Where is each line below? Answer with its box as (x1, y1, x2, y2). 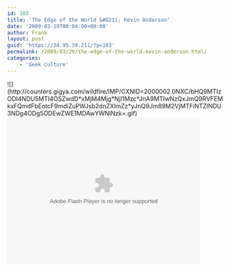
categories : (7, 55, 41, 62)
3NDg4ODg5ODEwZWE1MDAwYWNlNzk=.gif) (7, 109, 137, 117)
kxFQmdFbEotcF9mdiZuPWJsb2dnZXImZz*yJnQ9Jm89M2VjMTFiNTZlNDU (7, 102, 222, 110)
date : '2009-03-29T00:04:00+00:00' (7, 23, 109, 30)
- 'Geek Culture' (19, 61, 69, 68)
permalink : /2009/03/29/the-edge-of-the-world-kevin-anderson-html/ (7, 49, 207, 56)
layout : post (7, 36, 45, 43)
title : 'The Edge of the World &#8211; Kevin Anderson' (7, 16, 170, 23)
